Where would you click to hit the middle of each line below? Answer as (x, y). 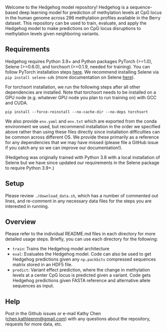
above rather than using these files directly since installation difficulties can (83, 132)
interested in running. (27, 206)
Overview (21, 222)
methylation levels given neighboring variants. (52, 34)
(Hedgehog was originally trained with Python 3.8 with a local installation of (83, 157)
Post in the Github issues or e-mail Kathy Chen (53, 314)
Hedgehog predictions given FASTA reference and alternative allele (81, 281)
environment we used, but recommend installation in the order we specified (83, 126)
